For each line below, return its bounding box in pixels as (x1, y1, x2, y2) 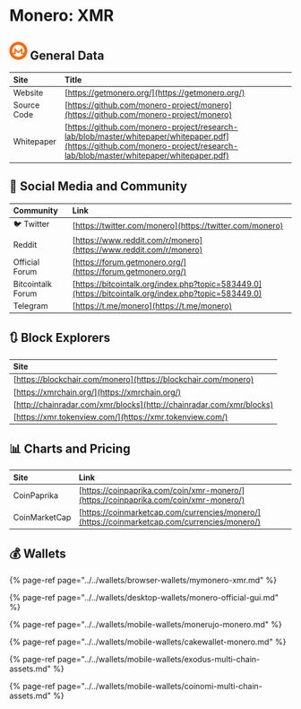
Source (13, 100, 40, 110)
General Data (30, 48, 105, 63)
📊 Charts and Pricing (9, 442, 131, 457)
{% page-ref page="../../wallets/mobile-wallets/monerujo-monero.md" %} (9, 618, 282, 629)
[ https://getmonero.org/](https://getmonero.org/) (64, 87, 245, 98)
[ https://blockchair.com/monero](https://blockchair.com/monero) (13, 374, 254, 385)
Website (13, 87, 44, 98)
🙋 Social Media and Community (9, 179, 188, 194)
